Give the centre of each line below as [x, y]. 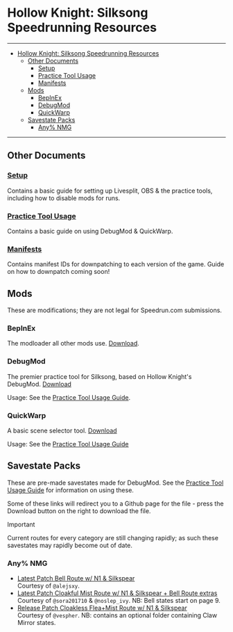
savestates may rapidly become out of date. [70, 545]
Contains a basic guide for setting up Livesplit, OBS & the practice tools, [110, 191]
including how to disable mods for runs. [64, 198]
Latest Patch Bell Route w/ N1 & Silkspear [76, 578]
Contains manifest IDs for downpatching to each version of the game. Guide [116, 264]
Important [21, 524]
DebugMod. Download [39, 384]
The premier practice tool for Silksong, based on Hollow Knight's [100, 376]
